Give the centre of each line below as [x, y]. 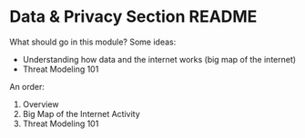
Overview [41, 104]
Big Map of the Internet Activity [81, 113]
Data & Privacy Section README [133, 17]
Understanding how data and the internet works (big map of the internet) [159, 59]
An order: [27, 86]
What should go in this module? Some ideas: [93, 42]
